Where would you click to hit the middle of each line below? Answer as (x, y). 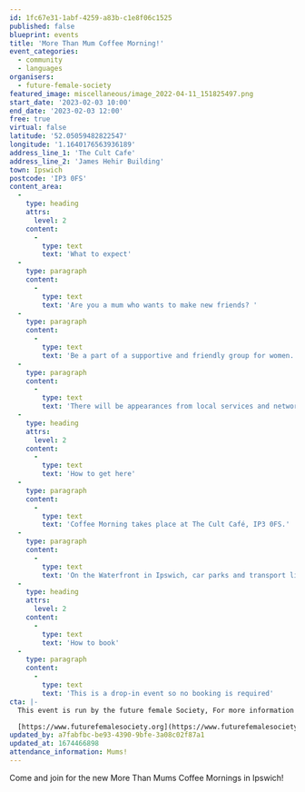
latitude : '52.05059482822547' (69, 136)
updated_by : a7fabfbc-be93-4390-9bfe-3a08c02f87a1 (107, 735)
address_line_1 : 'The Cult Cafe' (73, 153)
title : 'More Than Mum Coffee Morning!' (87, 43)
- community (40, 60)
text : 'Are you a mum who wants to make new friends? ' (150, 305)
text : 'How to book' (81, 643)
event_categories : (44, 52)
